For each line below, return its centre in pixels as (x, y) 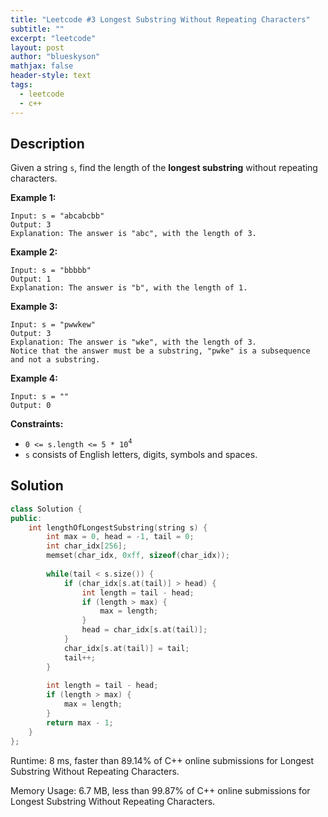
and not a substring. (55, 360)
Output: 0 (31, 406)
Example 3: (34, 307)
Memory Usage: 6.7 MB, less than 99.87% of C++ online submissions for (160, 790)
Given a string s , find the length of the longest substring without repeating (164, 168)
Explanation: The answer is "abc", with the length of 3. (133, 234)
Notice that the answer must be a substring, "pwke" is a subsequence (160, 351)
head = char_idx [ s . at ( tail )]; (144, 630)
